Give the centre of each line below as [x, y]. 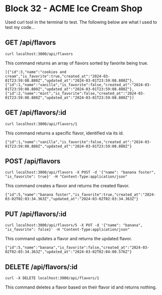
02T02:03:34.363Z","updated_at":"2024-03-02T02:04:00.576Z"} [69, 252]
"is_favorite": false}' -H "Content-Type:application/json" [68, 230]
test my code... [20, 27]
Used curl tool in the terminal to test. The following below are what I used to [81, 22]
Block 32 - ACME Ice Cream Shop [74, 9]
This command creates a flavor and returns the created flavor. [67, 186]
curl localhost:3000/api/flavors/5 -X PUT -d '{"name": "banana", [74, 226]
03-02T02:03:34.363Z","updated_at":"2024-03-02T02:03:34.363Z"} [72, 199]
